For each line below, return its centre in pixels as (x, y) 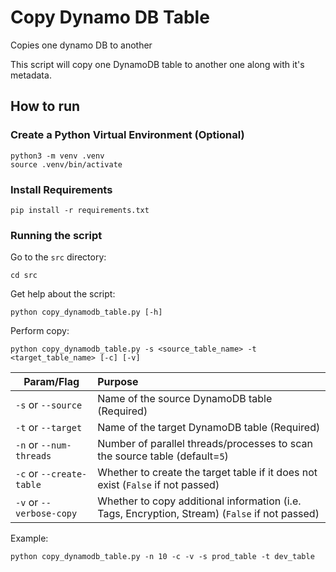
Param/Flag (51, 382)
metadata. (31, 75)
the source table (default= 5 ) (163, 456)
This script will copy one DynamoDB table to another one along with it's (157, 64)
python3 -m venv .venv (57, 156)
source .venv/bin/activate (66, 164)
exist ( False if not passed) (158, 485)
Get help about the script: (63, 294)
